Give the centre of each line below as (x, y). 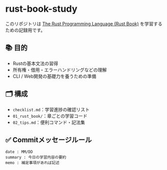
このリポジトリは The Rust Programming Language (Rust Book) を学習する (84, 24)
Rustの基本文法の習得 (35, 63)
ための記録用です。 (25, 30)
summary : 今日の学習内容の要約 (36, 157)
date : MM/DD (19, 152)
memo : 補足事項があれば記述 (32, 163)
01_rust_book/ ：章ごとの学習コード (50, 116)
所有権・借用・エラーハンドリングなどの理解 (60, 70)
